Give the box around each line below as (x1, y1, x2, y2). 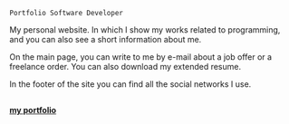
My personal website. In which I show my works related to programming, (9, 24, 281, 35)
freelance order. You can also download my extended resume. (9, 62, 242, 72)
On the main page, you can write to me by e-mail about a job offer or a (9, 52, 273, 62)
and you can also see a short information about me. (9, 34, 202, 44)
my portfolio (9, 105, 57, 116)
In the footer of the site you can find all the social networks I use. (9, 79, 252, 90)
